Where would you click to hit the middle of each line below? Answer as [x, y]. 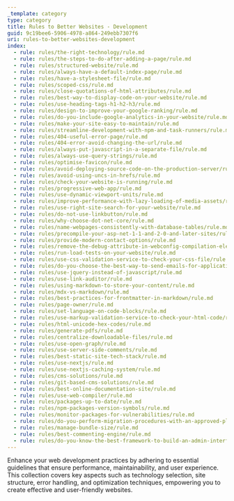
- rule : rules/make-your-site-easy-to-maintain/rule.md [96, 124]
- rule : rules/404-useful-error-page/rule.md [81, 136]
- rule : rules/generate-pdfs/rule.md [68, 331]
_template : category [37, 14]
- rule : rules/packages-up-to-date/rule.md [77, 402]
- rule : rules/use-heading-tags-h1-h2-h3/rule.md [87, 104]
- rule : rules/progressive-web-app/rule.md [77, 189]
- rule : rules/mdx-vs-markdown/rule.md [71, 292]
